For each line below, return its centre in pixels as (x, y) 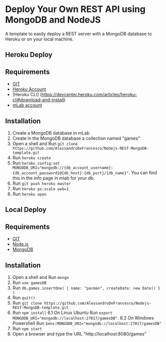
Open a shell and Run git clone (45, 143)
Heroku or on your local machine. (39, 39)
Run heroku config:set (36, 163)
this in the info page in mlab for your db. (53, 178)
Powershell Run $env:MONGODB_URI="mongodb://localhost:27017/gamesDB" (87, 323)
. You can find (143, 173)
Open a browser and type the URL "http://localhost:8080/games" (79, 333)
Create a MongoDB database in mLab (51, 133)
